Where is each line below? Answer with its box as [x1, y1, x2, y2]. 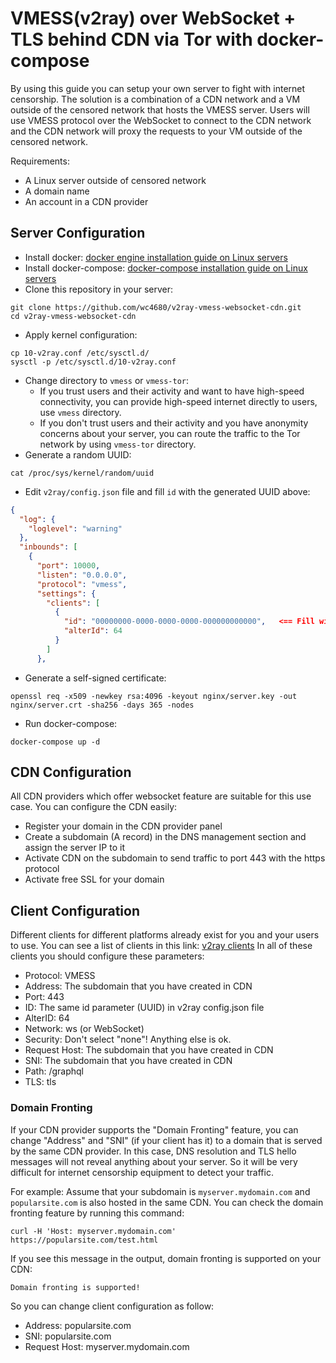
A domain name [24, 185, 90, 197]
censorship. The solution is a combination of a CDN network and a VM [10, 93, 301, 105]
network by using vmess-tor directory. [39, 438, 197, 450]
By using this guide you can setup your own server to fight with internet [10, 82, 306, 94]
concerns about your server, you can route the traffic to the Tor [39, 427, 301, 439]
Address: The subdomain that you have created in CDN [24, 980, 253, 992]
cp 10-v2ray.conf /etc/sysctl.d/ [10, 348, 150, 358]
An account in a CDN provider [24, 195, 149, 207]
